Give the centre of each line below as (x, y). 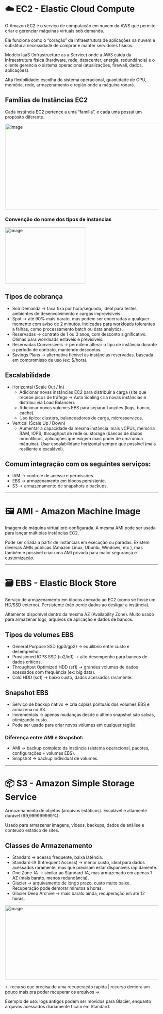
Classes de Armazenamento (49, 845)
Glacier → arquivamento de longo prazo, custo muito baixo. (71, 883)
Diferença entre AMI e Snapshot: (44, 737)
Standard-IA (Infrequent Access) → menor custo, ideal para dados (78, 863)
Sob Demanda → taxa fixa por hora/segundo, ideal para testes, (75, 308)
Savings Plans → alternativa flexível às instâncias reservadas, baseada (83, 355)
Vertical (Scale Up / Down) (39, 423)
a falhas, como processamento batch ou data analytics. (67, 329)
